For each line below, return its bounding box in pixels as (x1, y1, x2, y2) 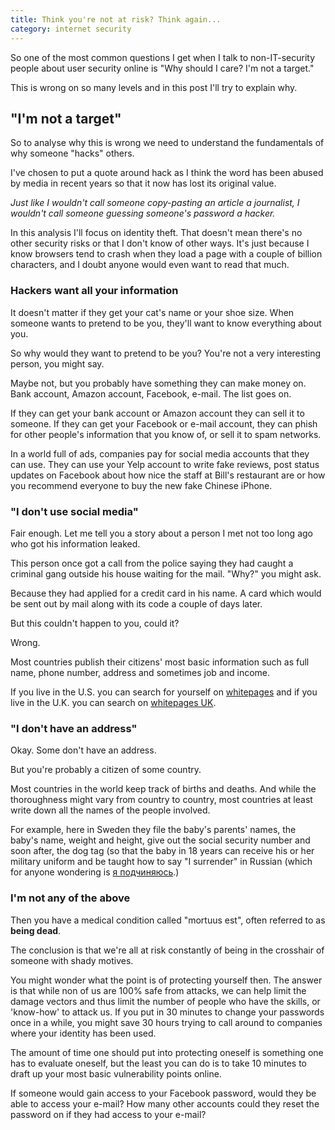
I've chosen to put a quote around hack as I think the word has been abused (10, 167, 324, 179)
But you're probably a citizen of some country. (10, 764, 202, 776)
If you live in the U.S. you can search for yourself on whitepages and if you (10, 686, 318, 698)
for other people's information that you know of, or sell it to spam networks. (10, 428, 322, 440)
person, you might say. (10, 357, 105, 370)
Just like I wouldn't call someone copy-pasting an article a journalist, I (10, 197, 300, 209)
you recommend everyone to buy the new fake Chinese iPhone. (10, 479, 273, 491)
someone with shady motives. (10, 954, 134, 966)
